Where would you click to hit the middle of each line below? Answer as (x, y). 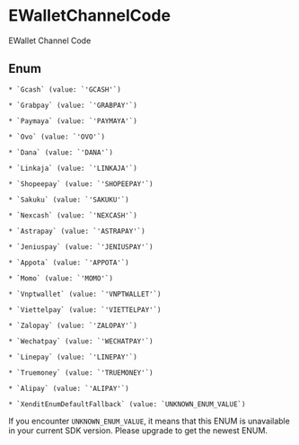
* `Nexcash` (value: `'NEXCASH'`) (73, 215)
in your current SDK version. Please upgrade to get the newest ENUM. (138, 430)
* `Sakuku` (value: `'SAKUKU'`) (69, 200)
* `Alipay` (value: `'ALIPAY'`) (69, 388)
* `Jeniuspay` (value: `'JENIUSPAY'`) (81, 247)
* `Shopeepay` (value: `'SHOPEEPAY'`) (81, 184)
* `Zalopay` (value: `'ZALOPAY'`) (73, 325)
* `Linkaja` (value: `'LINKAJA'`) (73, 168)
